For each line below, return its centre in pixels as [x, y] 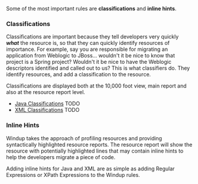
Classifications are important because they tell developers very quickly [92, 37]
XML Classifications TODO [47, 110]
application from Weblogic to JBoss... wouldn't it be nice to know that [91, 56]
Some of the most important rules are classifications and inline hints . [91, 9]
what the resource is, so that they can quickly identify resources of [88, 43]
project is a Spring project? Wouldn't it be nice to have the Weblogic [89, 62]
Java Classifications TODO [47, 104]
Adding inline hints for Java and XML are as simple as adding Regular [90, 169]
